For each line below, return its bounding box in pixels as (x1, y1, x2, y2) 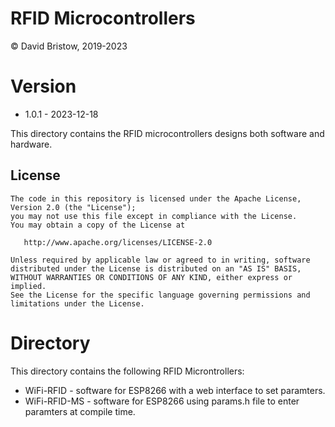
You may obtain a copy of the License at (10, 220, 186, 230)
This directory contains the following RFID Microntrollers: (10, 365, 245, 377)
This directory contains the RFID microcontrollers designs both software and (10, 127, 325, 139)
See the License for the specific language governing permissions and (10, 290, 311, 300)
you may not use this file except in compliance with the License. (10, 211, 298, 221)
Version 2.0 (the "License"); (10, 202, 137, 212)
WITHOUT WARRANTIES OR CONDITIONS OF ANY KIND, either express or (10, 272, 293, 282)
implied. (10, 281, 47, 291)
